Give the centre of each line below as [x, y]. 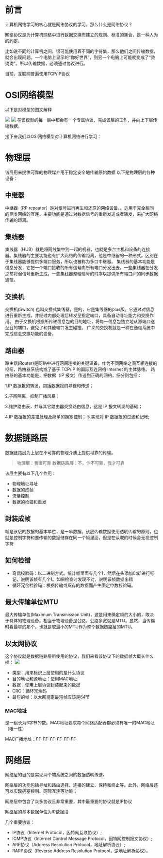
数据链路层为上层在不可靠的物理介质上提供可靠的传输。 [60, 453]
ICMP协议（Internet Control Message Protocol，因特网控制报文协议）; [82, 839]
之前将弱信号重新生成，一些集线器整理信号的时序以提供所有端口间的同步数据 [81, 274]
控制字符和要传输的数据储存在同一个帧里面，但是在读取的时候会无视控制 [86, 537]
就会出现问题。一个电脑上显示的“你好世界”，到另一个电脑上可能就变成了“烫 [80, 57]
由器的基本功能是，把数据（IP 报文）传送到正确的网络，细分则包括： [73, 375]
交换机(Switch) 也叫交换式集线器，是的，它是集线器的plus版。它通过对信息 [80, 309]
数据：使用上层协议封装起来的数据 [46, 685]
